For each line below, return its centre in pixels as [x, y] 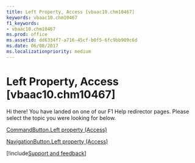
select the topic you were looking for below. [61, 118]
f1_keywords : [23, 23]
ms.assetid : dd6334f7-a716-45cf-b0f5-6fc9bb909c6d [72, 40]
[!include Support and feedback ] [46, 153]
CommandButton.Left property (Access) [57, 130]
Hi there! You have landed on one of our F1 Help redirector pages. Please [98, 111]
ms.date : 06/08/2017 [33, 46]
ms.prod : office [27, 35]
